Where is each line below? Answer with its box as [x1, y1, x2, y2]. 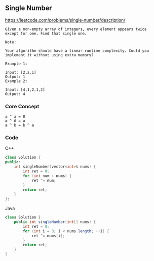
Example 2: [5, 79, 28, 84]
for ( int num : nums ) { [23, 173, 72, 178]
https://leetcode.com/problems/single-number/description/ [5, 17, 126, 23]
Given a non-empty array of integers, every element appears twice [5, 27, 147, 32]
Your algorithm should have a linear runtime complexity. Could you [5, 48, 149, 53]
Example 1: [5, 61, 28, 66]
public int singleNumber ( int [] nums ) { [14, 219, 96, 224]
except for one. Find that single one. [5, 31, 87, 36]
